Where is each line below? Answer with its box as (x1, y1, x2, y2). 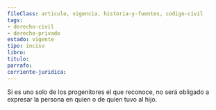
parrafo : (7, 62, 33, 69)
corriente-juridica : (7, 68, 67, 75)
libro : (7, 49, 26, 56)
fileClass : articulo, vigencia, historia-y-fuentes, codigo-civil (7, 10, 203, 17)
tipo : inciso (7, 42, 45, 49)
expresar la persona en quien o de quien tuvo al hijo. (7, 95, 158, 103)
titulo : (7, 56, 30, 63)
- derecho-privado (7, 29, 60, 37)
